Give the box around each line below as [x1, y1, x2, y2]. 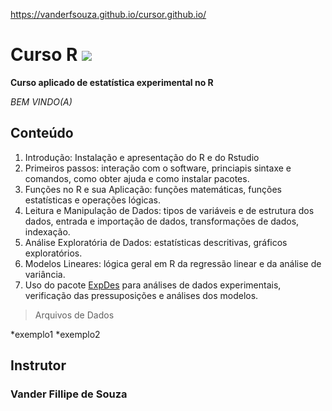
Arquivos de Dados [34, 309, 115, 321]
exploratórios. [24, 247, 83, 259]
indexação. [24, 225, 71, 238]
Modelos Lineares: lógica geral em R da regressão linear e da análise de [24, 257, 322, 269]
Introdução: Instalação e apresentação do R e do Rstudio [24, 151, 260, 163]
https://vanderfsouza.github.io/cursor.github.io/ [10, 9, 207, 20]
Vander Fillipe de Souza [10, 387, 128, 401]
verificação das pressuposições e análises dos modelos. [24, 289, 259, 301]
